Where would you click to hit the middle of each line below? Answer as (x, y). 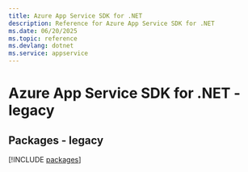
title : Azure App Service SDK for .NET (76, 16)
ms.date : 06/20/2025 (43, 31)
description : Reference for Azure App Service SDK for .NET (112, 23)
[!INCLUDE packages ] (45, 159)
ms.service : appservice (48, 53)
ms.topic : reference (43, 38)
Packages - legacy (56, 140)
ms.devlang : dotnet (41, 46)
